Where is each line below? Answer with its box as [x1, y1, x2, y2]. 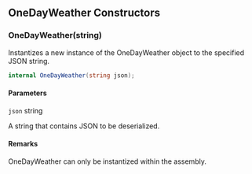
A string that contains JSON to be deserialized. [8, 121, 160, 131]
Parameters [8, 88, 47, 98]
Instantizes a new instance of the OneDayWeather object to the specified [8, 47, 245, 57]
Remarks [8, 139, 38, 149]
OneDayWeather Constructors [8, 6, 161, 20]
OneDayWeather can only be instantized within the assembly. [8, 157, 206, 166]
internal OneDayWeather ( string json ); [8, 71, 135, 80]
